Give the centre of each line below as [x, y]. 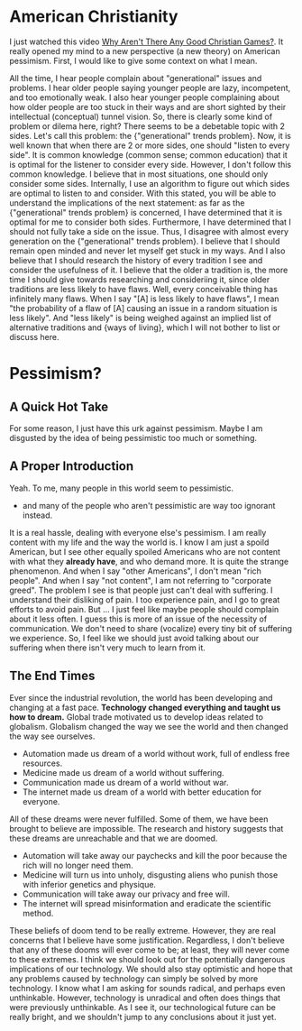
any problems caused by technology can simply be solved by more [134, 978]
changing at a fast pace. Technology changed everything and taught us [145, 707]
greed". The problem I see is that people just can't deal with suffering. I [141, 590]
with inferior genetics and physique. [89, 884]
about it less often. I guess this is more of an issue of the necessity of [138, 619]
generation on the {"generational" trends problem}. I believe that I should [145, 241]
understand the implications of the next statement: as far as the [127, 203]
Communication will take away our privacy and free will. [126, 894]
